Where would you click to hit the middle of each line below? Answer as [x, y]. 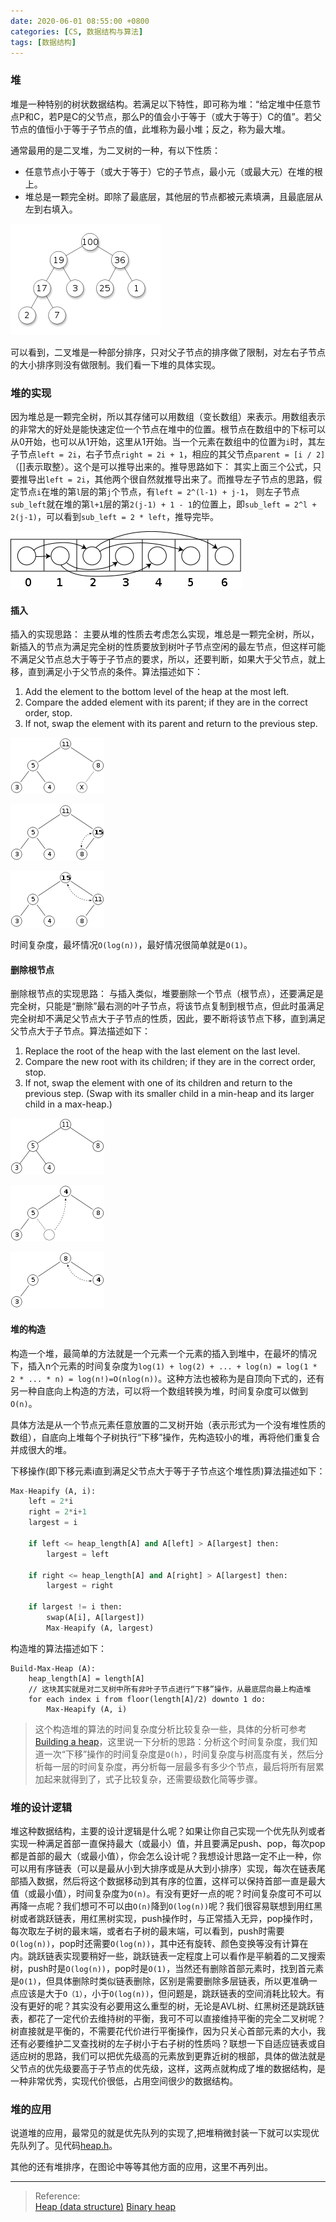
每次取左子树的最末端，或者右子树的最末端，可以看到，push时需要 [147, 1931]
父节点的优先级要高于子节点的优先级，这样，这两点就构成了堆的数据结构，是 [168, 2069]
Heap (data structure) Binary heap [105, 2207]
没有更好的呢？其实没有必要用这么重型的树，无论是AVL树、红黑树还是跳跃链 [167, 2006]
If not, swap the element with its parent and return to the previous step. [171, 724]
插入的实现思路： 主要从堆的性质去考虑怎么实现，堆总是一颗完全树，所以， [165, 634]
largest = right [80, 1586]
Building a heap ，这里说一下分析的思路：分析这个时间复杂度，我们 [172, 1741]
